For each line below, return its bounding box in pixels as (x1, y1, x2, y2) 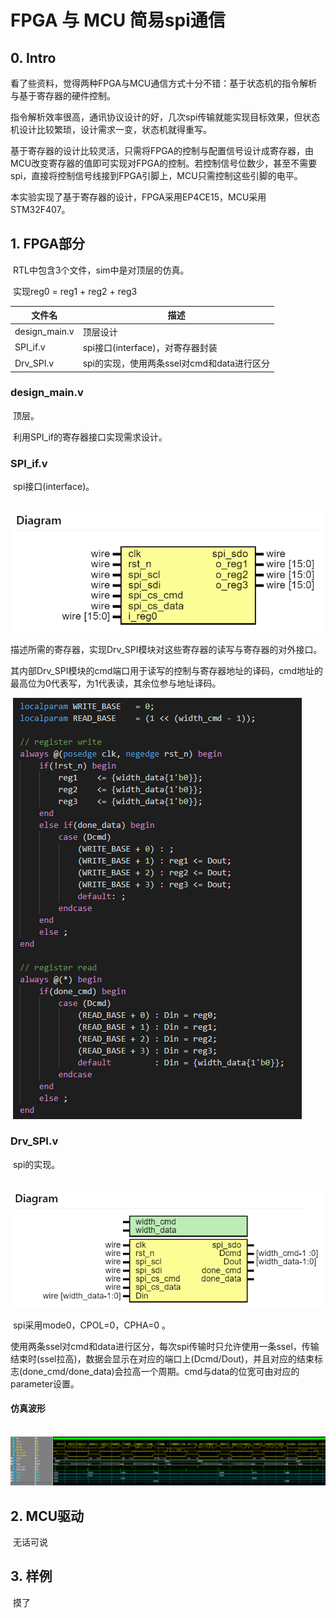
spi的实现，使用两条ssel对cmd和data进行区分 (82, 357, 271, 370)
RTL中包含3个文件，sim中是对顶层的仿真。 (12, 264, 190, 276)
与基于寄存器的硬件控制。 (10, 90, 116, 101)
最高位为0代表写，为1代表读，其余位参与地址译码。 (10, 677, 222, 689)
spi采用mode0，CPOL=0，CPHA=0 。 (12, 1319, 171, 1331)
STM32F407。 (10, 204, 71, 215)
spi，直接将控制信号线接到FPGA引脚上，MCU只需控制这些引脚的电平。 (10, 170, 303, 181)
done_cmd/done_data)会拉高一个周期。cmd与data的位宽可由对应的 (22, 1365, 300, 1377)
